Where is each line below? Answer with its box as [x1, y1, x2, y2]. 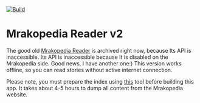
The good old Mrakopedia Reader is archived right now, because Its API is [6, 47, 191, 54]
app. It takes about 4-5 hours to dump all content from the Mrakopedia [6, 84, 184, 91]
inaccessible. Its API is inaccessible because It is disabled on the [6, 53, 168, 61]
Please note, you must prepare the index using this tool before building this [6, 78, 195, 85]
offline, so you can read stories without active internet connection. [6, 66, 173, 73]
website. [6, 91, 28, 98]
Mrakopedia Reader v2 [6, 27, 123, 41]
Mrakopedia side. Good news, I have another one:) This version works [6, 59, 182, 67]
